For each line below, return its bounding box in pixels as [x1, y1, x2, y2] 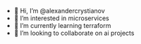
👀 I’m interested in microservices [13, 14, 109, 22]
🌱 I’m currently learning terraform [13, 22, 111, 29]
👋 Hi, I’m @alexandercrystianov [13, 7, 106, 15]
